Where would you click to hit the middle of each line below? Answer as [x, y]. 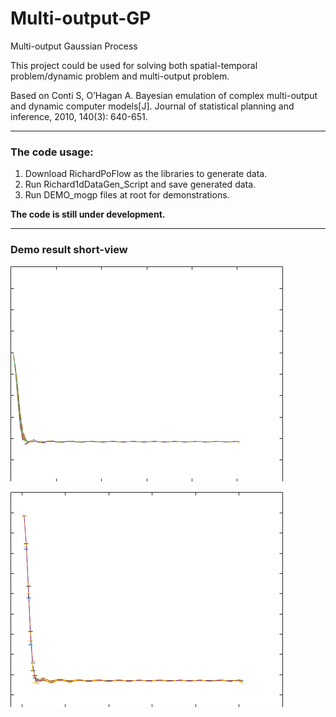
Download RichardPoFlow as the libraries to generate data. [146, 174]
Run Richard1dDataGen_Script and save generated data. [140, 184]
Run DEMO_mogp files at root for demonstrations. [127, 195]
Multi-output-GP [81, 18]
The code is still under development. [88, 214]
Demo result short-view [69, 250]
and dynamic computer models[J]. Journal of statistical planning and [152, 106]
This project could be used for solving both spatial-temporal [134, 65]
